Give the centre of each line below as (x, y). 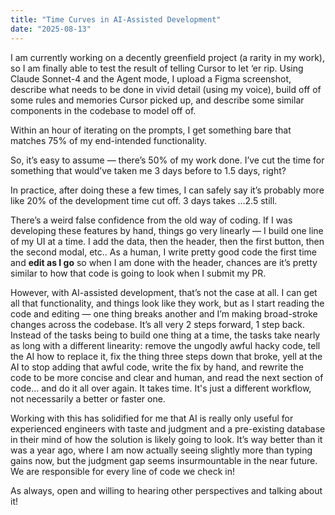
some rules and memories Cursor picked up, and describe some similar (157, 100)
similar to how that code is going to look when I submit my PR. (138, 273)
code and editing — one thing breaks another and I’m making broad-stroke (164, 313)
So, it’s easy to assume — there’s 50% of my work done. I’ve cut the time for (167, 160)
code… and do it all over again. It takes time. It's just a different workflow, (161, 388)
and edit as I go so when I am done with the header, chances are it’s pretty (164, 262)
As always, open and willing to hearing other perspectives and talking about (166, 490)
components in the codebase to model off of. (103, 110)
